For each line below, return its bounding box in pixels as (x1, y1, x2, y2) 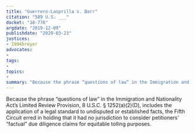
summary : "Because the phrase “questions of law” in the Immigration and (6, 80, 190, 86)
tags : (6, 57, 19, 63)
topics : (6, 69, 25, 74)
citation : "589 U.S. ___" (6, 14, 69, 20)
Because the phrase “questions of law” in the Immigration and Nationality (6, 96, 182, 103)
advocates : (6, 47, 33, 53)
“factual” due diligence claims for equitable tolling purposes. (6, 121, 152, 127)
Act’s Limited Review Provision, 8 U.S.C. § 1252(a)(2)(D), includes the (6, 102, 172, 108)
